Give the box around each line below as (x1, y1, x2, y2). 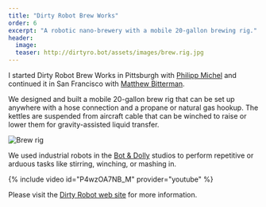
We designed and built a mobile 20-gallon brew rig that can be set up (8, 95, 236, 103)
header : (8, 33, 34, 42)
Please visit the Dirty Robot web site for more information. (8, 190, 198, 199)
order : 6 (8, 19, 37, 27)
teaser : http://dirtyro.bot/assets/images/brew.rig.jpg (15, 49, 204, 57)
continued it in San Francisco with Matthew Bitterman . (8, 79, 185, 88)
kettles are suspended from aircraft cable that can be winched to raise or (8, 111, 248, 120)
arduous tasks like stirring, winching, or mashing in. (8, 159, 177, 168)
